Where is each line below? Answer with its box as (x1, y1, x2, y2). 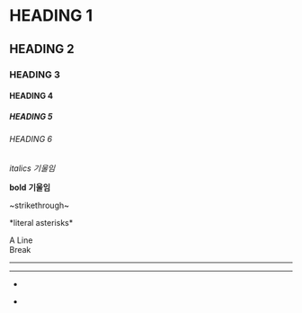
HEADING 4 (9, 91, 54, 102)
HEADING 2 (9, 41, 75, 57)
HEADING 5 (9, 111, 53, 121)
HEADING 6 (9, 134, 52, 145)
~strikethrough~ (9, 200, 70, 210)
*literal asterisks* (9, 217, 74, 228)
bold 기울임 (9, 182, 51, 192)
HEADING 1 (9, 5, 93, 26)
